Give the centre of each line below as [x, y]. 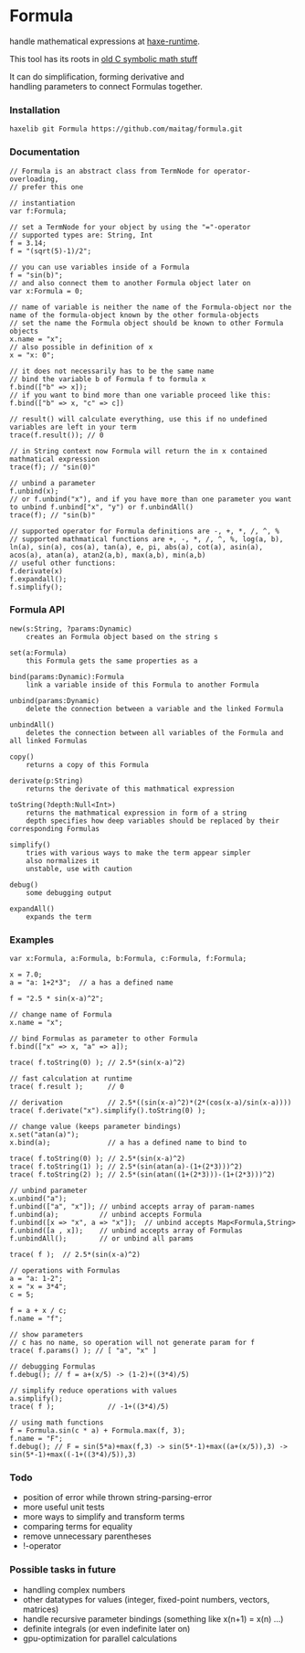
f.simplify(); [37, 587]
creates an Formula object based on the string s [122, 636]
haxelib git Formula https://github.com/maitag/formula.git [126, 129]
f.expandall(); [38, 579]
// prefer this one [47, 187]
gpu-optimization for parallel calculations [100, 1638]
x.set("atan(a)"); [44, 1135]
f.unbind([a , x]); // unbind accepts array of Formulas [126, 1231]
